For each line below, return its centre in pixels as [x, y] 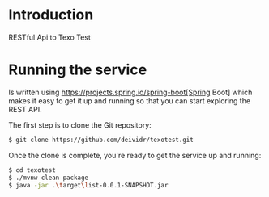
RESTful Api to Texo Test [50, 37]
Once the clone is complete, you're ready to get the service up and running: [135, 155]
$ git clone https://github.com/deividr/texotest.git [101, 140]
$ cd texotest [32, 170]
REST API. [25, 109]
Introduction [51, 15]
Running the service [78, 70]
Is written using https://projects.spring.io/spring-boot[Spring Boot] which [130, 92]
